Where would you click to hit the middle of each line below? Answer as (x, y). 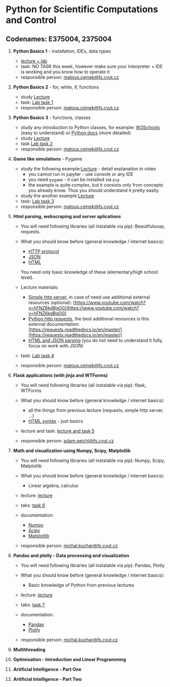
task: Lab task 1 (37, 102)
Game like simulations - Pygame (48, 159)
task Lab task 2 (37, 144)
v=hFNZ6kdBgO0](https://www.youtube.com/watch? (83, 308)
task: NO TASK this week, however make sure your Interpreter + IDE (92, 66)
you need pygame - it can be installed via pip (74, 180)
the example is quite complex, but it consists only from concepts (96, 185)
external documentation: (54, 324)
